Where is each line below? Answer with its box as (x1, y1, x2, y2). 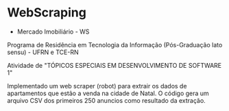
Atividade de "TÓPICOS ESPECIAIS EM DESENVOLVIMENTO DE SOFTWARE (7, 61, 222, 69)
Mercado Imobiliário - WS (16, 27, 90, 36)
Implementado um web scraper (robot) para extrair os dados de (7, 82, 187, 90)
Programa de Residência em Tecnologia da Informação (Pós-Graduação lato (7, 40, 223, 49)
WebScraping (7, 5, 87, 21)
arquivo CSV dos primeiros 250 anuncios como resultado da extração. (7, 96, 206, 104)
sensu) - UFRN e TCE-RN (7, 48, 79, 56)
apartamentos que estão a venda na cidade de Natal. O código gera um (7, 89, 209, 97)
